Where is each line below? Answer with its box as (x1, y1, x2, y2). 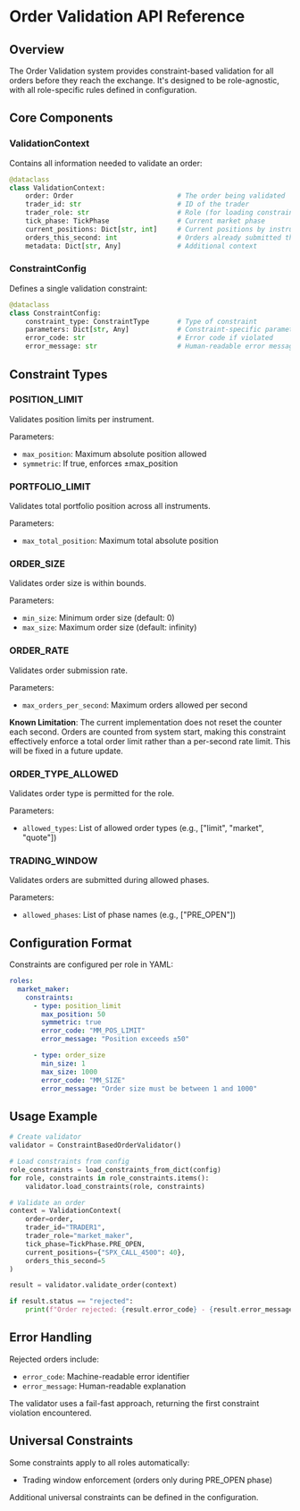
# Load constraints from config (9, 1157, 129, 1167)
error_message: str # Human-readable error (25, 342, 266, 351)
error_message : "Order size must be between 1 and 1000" (41, 1084, 257, 1093)
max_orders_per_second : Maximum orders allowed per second (21, 700, 248, 710)
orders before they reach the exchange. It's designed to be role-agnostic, (9, 75, 279, 86)
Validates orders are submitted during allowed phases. (9, 875, 210, 886)
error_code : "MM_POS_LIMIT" (41, 1026, 146, 1035)
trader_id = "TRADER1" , (25, 1223, 105, 1232)
